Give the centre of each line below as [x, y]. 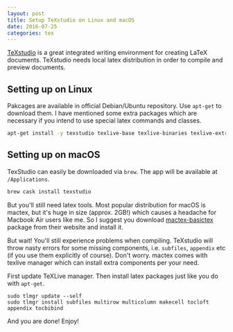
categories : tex [31, 33]
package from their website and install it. [65, 227]
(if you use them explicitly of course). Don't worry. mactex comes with [107, 255]
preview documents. [36, 67]
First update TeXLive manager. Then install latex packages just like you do [113, 276]
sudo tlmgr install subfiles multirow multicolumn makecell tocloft [108, 302]
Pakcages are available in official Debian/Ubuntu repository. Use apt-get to [114, 106]
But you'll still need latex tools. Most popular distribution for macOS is [106, 204]
